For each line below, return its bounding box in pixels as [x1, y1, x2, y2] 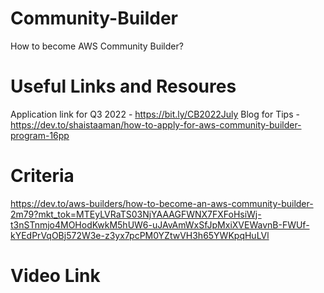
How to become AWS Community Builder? [10, 40, 184, 52]
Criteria [10, 165, 75, 187]
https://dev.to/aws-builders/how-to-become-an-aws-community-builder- [10, 197, 314, 209]
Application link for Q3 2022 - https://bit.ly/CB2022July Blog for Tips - [10, 108, 300, 120]
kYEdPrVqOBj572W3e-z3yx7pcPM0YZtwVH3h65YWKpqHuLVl [10, 229, 270, 241]
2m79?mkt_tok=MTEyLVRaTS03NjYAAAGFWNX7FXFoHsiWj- [10, 208, 262, 220]
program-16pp [10, 129, 70, 141]
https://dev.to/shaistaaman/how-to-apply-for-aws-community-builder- [10, 118, 302, 131]
